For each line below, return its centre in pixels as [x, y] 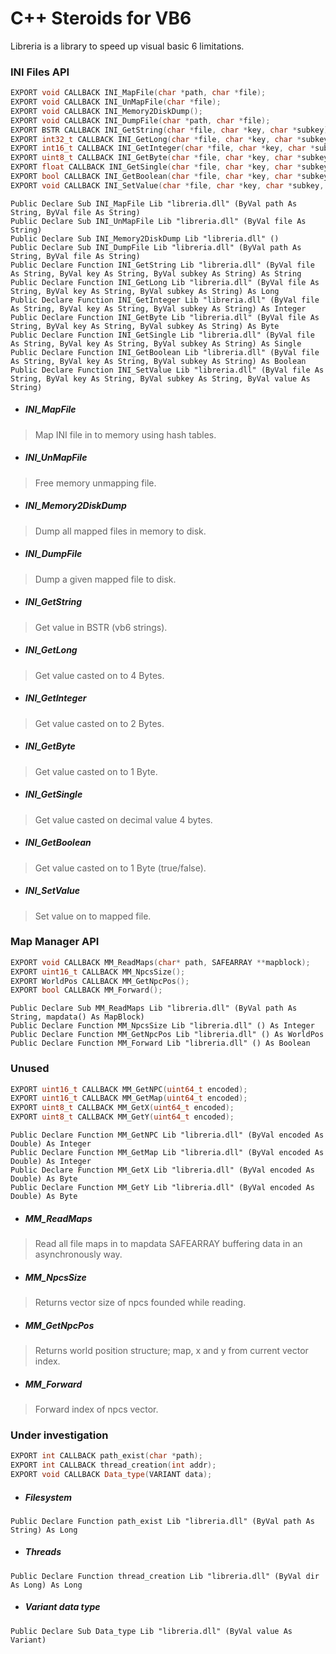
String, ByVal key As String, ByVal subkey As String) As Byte [145, 326]
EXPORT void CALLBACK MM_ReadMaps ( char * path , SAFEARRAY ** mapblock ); [160, 962]
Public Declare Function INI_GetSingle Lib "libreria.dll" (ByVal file [162, 335]
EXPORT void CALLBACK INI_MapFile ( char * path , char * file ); [138, 93]
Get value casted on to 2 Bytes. [99, 723]
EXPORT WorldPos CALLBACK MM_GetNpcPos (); [100, 981]
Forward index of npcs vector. [96, 1409]
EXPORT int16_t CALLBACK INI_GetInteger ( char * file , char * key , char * [162, 148]
